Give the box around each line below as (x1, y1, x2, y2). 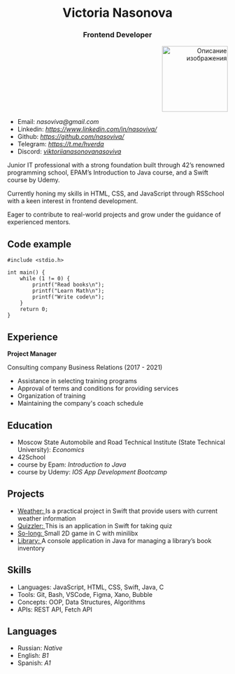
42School (17, 453, 45, 461)
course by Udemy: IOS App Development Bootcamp (17, 467, 168, 476)
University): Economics (17, 445, 85, 453)
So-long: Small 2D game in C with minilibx (17, 529, 138, 537)
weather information (17, 514, 76, 523)
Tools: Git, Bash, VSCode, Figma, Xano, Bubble (17, 590, 153, 598)
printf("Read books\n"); (32, 282, 105, 289)
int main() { (7, 269, 45, 276)
